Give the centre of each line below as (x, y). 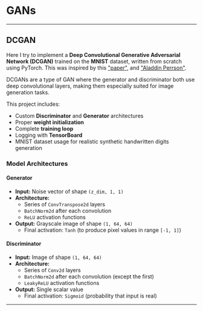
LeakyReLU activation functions (62, 283)
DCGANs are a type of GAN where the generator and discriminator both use (101, 79)
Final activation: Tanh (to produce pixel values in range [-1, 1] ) (102, 230)
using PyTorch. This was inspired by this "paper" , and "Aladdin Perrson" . (96, 68)
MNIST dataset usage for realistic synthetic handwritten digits (92, 141)
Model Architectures (37, 163)
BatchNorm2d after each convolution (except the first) (89, 277)
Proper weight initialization (50, 122)
